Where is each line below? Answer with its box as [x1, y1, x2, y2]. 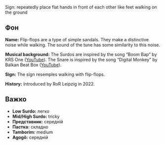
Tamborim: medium [12, 129, 53, 135]
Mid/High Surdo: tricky [12, 113, 60, 119]
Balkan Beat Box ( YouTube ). [5, 61, 62, 68]
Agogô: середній [12, 134, 48, 140]
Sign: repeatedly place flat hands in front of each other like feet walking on [5, 4, 157, 10]
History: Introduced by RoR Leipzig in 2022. [5, 81, 95, 87]
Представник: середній [12, 118, 63, 124]
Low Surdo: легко [12, 108, 49, 114]
